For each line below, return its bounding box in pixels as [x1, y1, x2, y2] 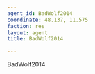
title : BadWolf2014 [7, 36, 64, 42]
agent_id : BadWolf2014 [7, 10, 73, 17]
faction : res [7, 23, 45, 29]
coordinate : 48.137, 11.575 [7, 16, 89, 23]
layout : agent [7, 29, 49, 36]
